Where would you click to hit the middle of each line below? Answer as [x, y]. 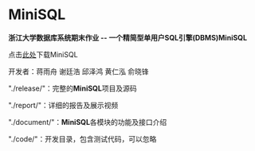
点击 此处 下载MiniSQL [43, 54]
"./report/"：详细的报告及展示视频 [63, 105]
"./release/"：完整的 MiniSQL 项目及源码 [73, 88]
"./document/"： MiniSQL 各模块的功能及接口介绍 [88, 122]
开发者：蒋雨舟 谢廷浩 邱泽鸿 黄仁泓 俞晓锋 [78, 71]
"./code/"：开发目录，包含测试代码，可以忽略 [82, 139]
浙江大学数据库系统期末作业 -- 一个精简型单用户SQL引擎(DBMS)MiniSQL [128, 37]
